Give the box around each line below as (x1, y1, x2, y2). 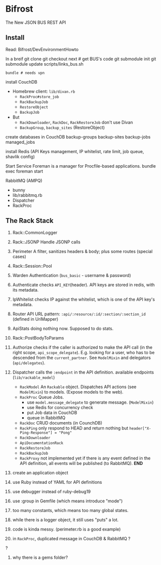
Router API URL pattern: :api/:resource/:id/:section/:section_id (12, 311, 146, 317)
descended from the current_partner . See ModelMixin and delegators (12, 355, 151, 360)
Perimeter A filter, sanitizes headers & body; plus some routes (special (12, 248, 153, 254)
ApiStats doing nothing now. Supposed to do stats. (12, 325, 114, 331)
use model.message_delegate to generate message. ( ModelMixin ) (27, 399, 154, 405)
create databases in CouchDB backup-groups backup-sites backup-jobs (5, 134, 151, 139)
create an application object (12, 470, 69, 476)
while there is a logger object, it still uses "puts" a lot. (12, 516, 119, 523)
